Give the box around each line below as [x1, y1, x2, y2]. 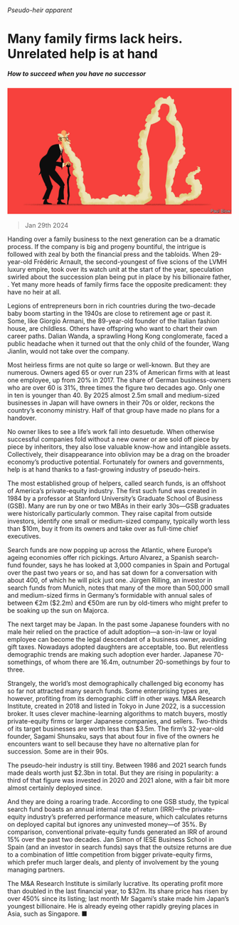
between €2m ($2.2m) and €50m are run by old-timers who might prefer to [7, 598, 228, 608]
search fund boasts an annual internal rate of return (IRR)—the [7, 805, 191, 814]
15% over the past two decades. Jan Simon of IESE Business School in [7, 835, 215, 844]
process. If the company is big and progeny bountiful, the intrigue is [7, 243, 206, 251]
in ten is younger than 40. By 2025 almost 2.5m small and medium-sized [7, 391, 221, 400]
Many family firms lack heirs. [7, 31, 183, 46]
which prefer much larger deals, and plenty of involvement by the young [7, 858, 219, 867]
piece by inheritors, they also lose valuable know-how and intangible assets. [7, 443, 231, 451]
